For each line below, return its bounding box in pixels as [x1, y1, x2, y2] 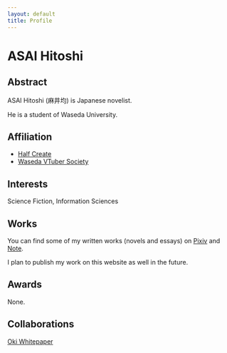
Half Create [17, 150, 52, 158]
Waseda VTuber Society [17, 158, 89, 166]
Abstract [7, 76, 48, 88]
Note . [7, 244, 23, 252]
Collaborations [7, 318, 75, 330]
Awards [7, 279, 43, 291]
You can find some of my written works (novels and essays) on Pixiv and [7, 236, 221, 245]
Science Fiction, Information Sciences [7, 197, 119, 205]
